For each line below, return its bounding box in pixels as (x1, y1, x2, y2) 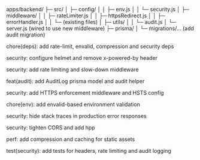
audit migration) (6, 31, 46, 38)
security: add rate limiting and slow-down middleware (6, 66, 139, 73)
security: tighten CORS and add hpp (6, 124, 95, 131)
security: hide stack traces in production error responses (6, 113, 147, 119)
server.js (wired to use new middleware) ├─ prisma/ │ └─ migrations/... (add (6, 25, 195, 32)
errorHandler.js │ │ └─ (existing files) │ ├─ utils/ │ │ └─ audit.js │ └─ (6, 19, 177, 25)
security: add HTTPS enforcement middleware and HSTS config (6, 89, 164, 96)
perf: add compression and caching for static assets (6, 135, 135, 143)
